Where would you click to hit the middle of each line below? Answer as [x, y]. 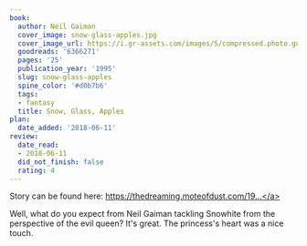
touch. [21, 233]
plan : [20, 119]
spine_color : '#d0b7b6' [63, 86]
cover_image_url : [51, 43]
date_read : [38, 145]
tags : [28, 94]
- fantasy [36, 102]
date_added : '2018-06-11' [67, 128]
